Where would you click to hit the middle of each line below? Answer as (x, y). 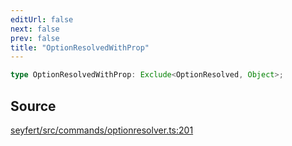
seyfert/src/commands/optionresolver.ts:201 (102, 130)
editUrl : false (42, 19)
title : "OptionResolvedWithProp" (80, 47)
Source (33, 106)
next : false (35, 29)
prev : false (35, 38)
